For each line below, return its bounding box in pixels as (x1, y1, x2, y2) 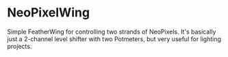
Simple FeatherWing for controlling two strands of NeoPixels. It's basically (7, 27, 216, 36)
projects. (7, 42, 32, 50)
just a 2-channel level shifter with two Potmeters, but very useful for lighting (7, 34, 221, 43)
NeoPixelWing (7, 5, 90, 21)
